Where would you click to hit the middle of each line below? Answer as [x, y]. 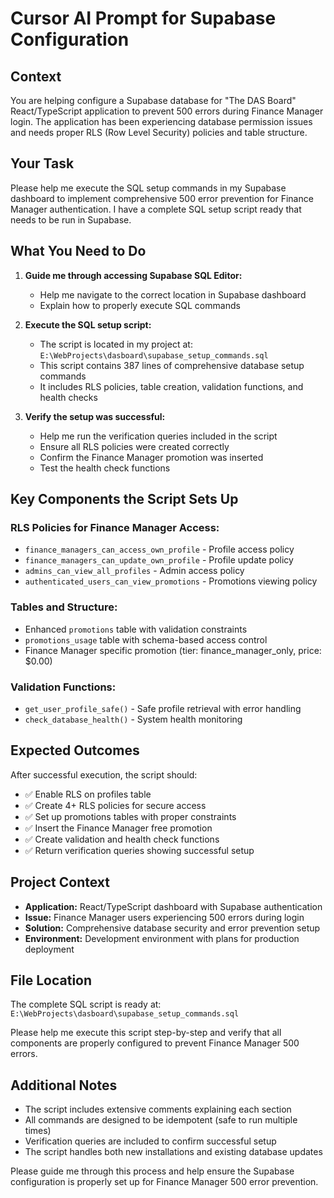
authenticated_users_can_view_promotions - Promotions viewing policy [171, 581]
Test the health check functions [105, 468]
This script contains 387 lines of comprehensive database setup [172, 365]
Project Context [60, 882]
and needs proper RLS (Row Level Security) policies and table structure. [159, 132]
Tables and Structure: [64, 607]
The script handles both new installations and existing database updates [173, 1152]
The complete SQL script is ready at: [86, 1004]
